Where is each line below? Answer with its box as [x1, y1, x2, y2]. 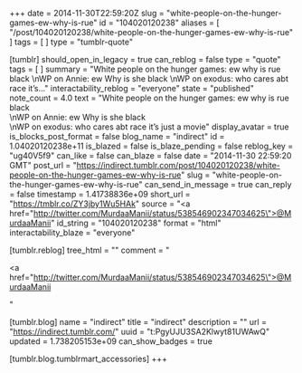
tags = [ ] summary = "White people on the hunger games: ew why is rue [9, 63, 281, 74]
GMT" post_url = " [9, 160, 77, 170]
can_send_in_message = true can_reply [144, 179, 292, 189]
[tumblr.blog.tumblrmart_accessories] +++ [9, 353, 168, 364]
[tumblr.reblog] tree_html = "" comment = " [9, 244, 170, 255]
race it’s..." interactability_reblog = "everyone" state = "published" [9, 83, 255, 93]
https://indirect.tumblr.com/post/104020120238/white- [76, 160, 280, 170]
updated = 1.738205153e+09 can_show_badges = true [9, 336, 212, 347]
